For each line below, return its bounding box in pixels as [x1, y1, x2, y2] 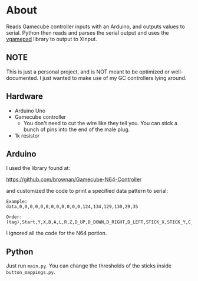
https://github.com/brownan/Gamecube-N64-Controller [6, 176, 142, 183]
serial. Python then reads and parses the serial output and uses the [6, 29, 169, 36]
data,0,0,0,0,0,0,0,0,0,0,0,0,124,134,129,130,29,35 [6, 204, 138, 210]
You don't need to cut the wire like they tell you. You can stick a [23, 119, 178, 126]
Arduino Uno [14, 107, 46, 114]
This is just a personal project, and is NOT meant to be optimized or [6, 68, 170, 75]
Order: [6, 214, 22, 220]
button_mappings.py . [6, 269, 55, 276]
